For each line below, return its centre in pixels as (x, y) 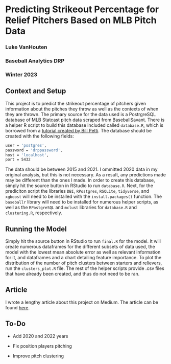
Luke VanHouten (26, 47)
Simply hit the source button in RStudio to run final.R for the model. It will (83, 241)
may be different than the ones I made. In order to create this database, (80, 180)
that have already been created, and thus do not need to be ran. (72, 274)
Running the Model (36, 229)
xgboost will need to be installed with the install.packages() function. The (84, 197)
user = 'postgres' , (26, 145)
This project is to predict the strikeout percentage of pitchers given (76, 103)
